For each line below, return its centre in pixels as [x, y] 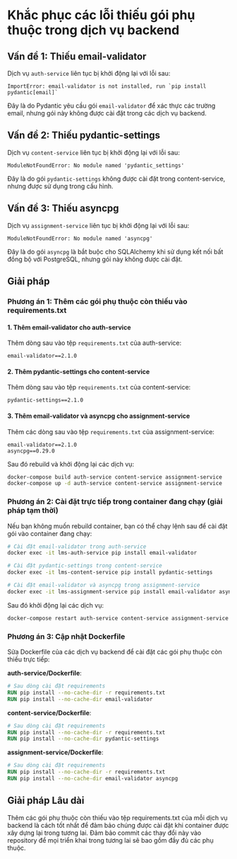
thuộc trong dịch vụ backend [93, 30]
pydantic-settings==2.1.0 [45, 400]
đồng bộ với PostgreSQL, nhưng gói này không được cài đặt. [95, 259]
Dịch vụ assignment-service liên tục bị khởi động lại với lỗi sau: [98, 225]
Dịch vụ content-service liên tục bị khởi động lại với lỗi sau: [93, 152]
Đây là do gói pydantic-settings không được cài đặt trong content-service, [116, 178]
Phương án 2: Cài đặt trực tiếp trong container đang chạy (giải [115, 501]
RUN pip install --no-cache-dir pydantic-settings [83, 739]
